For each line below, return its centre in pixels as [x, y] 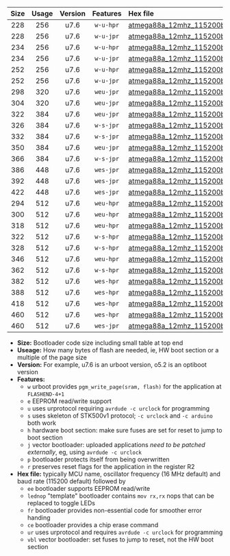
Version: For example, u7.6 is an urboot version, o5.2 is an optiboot [112, 365]
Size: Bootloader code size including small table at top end [100, 343]
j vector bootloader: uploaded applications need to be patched [116, 445]
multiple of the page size [52, 357]
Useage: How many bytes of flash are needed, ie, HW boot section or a [118, 350]
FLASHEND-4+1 [46, 394]
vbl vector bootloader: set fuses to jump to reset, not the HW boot [120, 540]
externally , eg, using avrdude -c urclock [85, 452]
